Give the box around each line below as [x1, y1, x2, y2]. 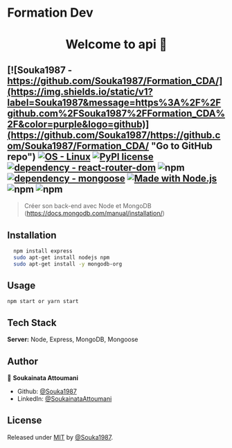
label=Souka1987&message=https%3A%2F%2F [7, 96, 222, 108]
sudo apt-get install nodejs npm [13, 254, 110, 261]
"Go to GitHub [151, 140, 213, 152]
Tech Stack [7, 317, 57, 329]
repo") [7, 150, 36, 162]
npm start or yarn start [7, 298, 79, 305]
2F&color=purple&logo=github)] [7, 118, 150, 130]
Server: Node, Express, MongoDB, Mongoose [7, 335, 139, 344]
